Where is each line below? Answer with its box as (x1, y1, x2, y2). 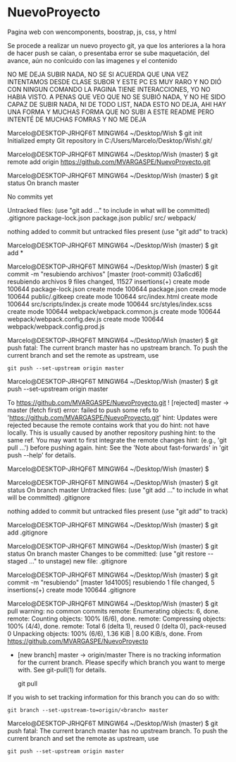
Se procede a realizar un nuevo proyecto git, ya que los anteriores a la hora (7, 41, 226, 49)
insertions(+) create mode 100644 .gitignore (7, 585, 136, 594)
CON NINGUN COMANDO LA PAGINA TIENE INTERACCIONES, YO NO (7, 85, 211, 93)
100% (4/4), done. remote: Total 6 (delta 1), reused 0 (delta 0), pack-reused (7, 621, 227, 630)
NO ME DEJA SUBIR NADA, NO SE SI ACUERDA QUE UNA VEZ (7, 70, 189, 78)
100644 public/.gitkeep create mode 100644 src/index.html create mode (7, 292, 218, 300)
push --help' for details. (7, 450, 76, 459)
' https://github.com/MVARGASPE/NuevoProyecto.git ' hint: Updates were (7, 413, 218, 421)
